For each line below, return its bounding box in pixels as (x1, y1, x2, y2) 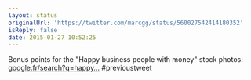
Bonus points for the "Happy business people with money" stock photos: (8, 55, 243, 64)
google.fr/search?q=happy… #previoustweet (8, 64, 152, 73)
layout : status (8, 11, 58, 20)
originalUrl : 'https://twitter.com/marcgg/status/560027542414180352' (8, 19, 244, 27)
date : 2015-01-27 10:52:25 (8, 33, 96, 42)
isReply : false (8, 26, 58, 34)
